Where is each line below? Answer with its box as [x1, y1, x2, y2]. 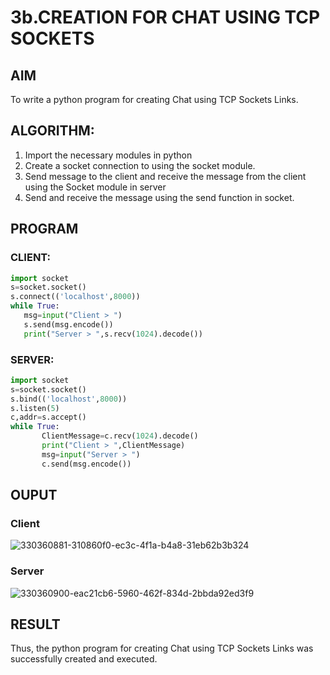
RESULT [10, 616, 61, 633]
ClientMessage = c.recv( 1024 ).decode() [41, 431, 199, 441]
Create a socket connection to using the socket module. [24, 159, 256, 171]
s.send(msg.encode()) [23, 319, 114, 330]
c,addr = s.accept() [10, 412, 87, 423]
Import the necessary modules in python [24, 149, 193, 161]
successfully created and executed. [10, 653, 158, 665]
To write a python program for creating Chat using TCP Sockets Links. [10, 94, 299, 105]
